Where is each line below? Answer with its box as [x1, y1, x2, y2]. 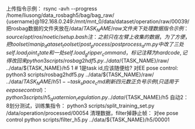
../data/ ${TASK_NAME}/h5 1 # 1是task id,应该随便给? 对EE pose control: [6, 64, 179, 72]
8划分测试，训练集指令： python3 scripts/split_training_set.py [6, 102, 155, 109]
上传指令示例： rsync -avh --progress [6, 5, 98, 12]
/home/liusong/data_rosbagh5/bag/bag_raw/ [6, 12, 115, 19]
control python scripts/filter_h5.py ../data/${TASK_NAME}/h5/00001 [6, 116, 170, 123]
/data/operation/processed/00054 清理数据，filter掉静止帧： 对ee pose [6, 109, 179, 116]
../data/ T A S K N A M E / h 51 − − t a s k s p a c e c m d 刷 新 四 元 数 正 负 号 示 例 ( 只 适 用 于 [6, 78, 179, 87]
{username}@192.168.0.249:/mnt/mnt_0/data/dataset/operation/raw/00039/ [6, 18, 190, 25]
